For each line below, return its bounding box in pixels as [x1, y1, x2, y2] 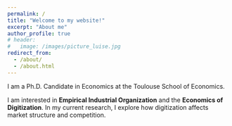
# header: [7, 37, 37, 44]
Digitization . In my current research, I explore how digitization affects [7, 103, 209, 111]
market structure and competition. [7, 111, 106, 119]
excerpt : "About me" [7, 23, 68, 30]
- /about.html [13, 63, 55, 70]
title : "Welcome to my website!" [7, 17, 105, 24]
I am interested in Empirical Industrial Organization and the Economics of [7, 96, 224, 104]
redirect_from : [7, 50, 52, 57]
